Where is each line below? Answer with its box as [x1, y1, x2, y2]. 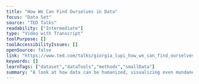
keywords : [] [6, 58, 38, 64]
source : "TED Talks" [6, 20, 57, 25]
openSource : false [6, 47, 52, 53]
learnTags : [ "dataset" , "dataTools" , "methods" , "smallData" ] [6, 63, 155, 70]
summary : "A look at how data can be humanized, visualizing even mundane [6, 69, 195, 75]
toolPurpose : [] [6, 36, 46, 42]
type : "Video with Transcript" [6, 31, 84, 37]
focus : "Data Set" [6, 14, 52, 20]
